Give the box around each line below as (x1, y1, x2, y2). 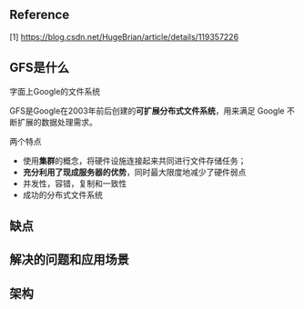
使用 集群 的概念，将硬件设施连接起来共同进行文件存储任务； (22, 154, 247, 166)
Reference (9, 7, 70, 23)
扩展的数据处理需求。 (16, 116, 97, 127)
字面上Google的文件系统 (9, 85, 101, 96)
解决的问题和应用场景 (9, 252, 129, 267)
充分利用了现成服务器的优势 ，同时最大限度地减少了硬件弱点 (22, 166, 247, 177)
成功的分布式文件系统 (22, 189, 103, 200)
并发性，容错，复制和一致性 (22, 177, 127, 189)
